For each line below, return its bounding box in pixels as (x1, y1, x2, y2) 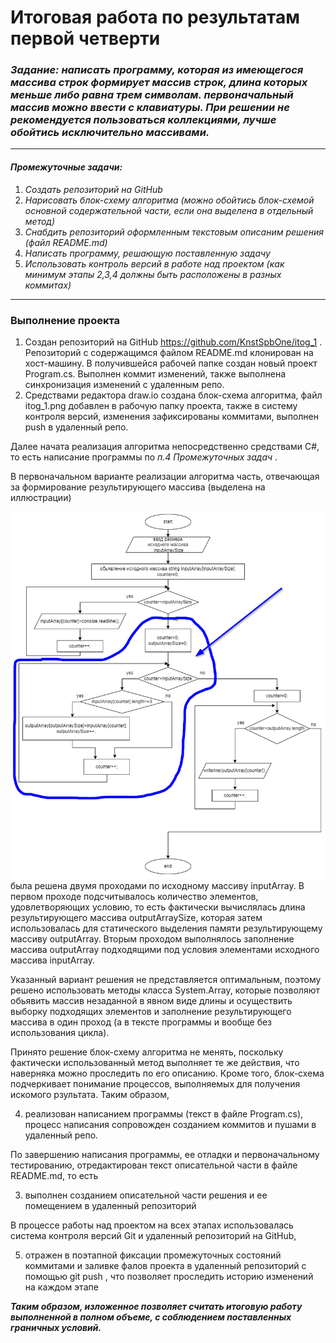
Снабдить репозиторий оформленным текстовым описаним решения (24, 226, 324, 238)
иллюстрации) (10, 491, 72, 503)
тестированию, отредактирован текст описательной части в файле (10, 1159, 298, 1171)
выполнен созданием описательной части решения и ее (24, 1189, 268, 1201)
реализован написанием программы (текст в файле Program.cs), (24, 1107, 304, 1120)
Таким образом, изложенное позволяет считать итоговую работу (10, 1300, 303, 1312)
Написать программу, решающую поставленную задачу (24, 247, 271, 259)
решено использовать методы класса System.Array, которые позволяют (10, 984, 320, 996)
